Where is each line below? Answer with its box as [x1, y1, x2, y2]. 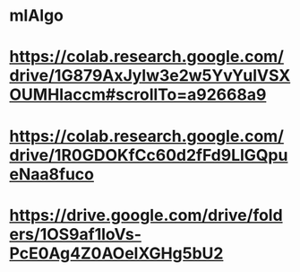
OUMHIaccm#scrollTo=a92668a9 [9, 84, 267, 105]
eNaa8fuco [9, 163, 94, 184]
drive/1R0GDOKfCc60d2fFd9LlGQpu [9, 145, 288, 165]
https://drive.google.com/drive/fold [9, 205, 284, 225]
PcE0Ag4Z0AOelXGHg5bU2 [9, 243, 224, 263]
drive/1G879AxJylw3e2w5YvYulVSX [9, 66, 291, 86]
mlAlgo [9, 5, 64, 26]
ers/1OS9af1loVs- [9, 224, 141, 244]
